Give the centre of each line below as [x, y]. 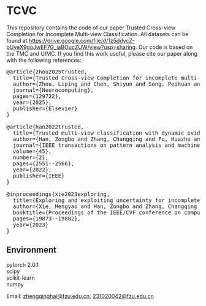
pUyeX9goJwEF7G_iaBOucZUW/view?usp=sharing [71, 47]
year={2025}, [32, 102]
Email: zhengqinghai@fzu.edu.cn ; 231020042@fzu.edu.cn [80, 296]
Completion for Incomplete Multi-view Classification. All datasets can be [97, 34]
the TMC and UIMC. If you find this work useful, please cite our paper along [102, 53]
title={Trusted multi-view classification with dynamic [98, 133]
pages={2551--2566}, [44, 163]
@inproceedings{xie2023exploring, [58, 194]
